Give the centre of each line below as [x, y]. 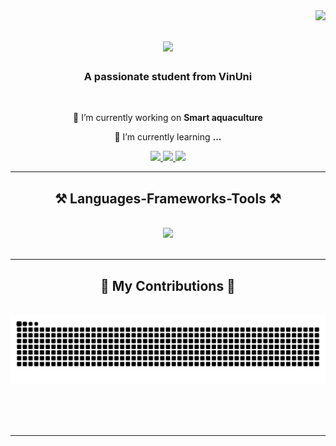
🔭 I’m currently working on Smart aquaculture [168, 118]
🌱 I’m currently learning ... [168, 137]
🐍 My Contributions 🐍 [168, 285]
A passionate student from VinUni [168, 77]
